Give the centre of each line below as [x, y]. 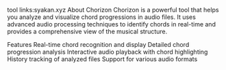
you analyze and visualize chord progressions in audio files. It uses [102, 17]
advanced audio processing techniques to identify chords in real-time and [111, 24]
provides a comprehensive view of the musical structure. [87, 31]
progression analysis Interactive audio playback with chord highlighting [108, 52]
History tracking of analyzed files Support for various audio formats [102, 59]
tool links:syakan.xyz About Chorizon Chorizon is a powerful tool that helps [113, 10]
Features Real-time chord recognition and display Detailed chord [98, 45]
